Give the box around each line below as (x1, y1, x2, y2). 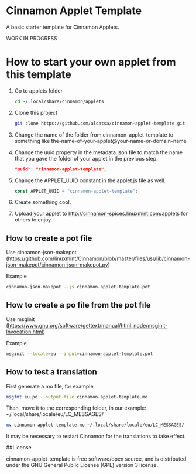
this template (6, 68, 72, 81)
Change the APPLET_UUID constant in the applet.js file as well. (14, 177, 166, 184)
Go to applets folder (14, 87, 63, 94)
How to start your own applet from (6, 56, 177, 69)
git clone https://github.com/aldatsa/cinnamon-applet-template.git (14, 120, 185, 127)
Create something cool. (14, 199, 71, 206)
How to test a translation (6, 367, 98, 377)
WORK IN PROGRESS (6, 35, 57, 42)
